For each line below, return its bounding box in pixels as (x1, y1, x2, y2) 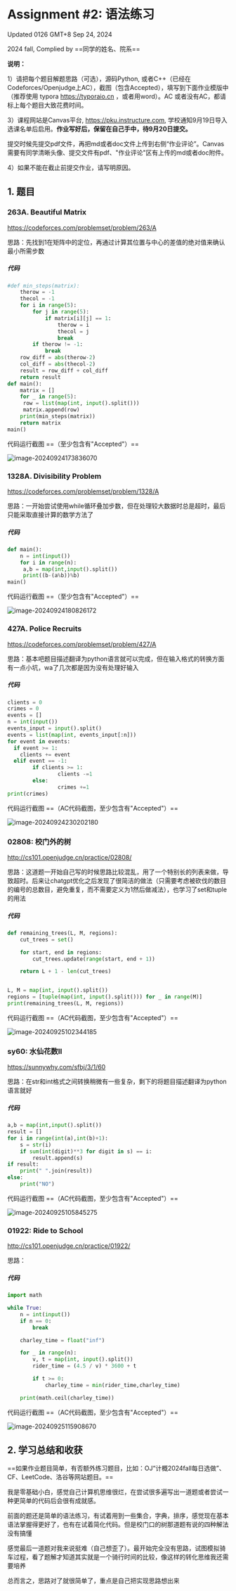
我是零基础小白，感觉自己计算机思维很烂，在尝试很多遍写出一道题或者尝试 (7, 1488, 223, 1496)
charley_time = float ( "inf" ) (20, 1336, 105, 1344)
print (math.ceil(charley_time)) (20, 1394, 114, 1401)
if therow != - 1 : (32, 341, 83, 348)
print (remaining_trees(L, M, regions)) (7, 1000, 124, 1007)
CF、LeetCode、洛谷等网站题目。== (7, 1473, 114, 1481)
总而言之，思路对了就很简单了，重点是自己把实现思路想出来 (7, 1576, 180, 1585)
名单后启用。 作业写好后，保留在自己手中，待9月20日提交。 (19, 124, 192, 133)
